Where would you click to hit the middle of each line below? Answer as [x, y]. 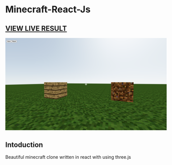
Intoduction [24, 145]
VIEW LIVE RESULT [36, 29]
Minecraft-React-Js [48, 10]
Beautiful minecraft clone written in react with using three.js [68, 157]
